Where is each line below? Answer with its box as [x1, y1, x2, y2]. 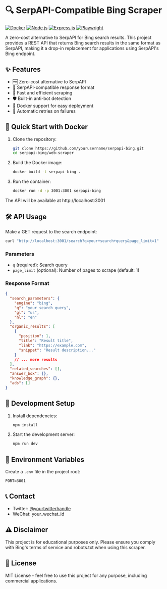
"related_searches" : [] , [10, 366, 62, 372]
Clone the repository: [12, 136, 57, 142]
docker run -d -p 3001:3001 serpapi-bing [12, 188, 101, 193]
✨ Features [5, 65, 41, 74]
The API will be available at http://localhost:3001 [5, 198, 105, 204]
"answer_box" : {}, [10, 371, 49, 376]
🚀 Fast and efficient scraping [12, 89, 73, 95]
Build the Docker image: [12, 160, 63, 166]
